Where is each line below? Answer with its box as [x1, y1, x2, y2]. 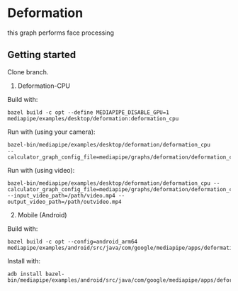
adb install [7, 270, 42, 278]
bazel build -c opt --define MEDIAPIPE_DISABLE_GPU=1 [7, 108, 170, 116]
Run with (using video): [7, 166, 75, 174]
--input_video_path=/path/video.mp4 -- [7, 192, 125, 199]
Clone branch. [7, 67, 49, 76]
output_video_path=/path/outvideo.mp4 [7, 198, 122, 205]
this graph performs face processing [7, 28, 115, 37]
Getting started [7, 49, 76, 61]
